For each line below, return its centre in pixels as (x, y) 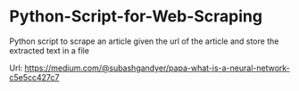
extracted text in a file (49, 50)
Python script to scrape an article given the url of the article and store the (144, 41)
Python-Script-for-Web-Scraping (136, 17)
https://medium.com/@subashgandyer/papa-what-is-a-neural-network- (157, 68)
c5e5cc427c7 (34, 77)
